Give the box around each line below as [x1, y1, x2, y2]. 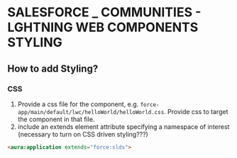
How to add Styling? [7, 62, 99, 74]
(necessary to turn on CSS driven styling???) [17, 130, 149, 138]
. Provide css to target [164, 107, 228, 115]
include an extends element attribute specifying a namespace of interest [17, 122, 230, 131]
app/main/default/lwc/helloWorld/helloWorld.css [17, 108, 165, 115]
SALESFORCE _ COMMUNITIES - [7, 4, 202, 21]
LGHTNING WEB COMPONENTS [7, 19, 199, 35]
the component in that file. [17, 115, 95, 123]
